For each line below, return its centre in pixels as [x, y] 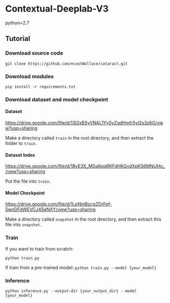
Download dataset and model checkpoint [57, 99]
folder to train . [21, 143]
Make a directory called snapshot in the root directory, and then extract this [83, 219]
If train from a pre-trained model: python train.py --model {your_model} [81, 267]
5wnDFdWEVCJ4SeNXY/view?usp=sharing [51, 209]
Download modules [30, 76]
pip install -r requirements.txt [40, 86]
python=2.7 [17, 23]
